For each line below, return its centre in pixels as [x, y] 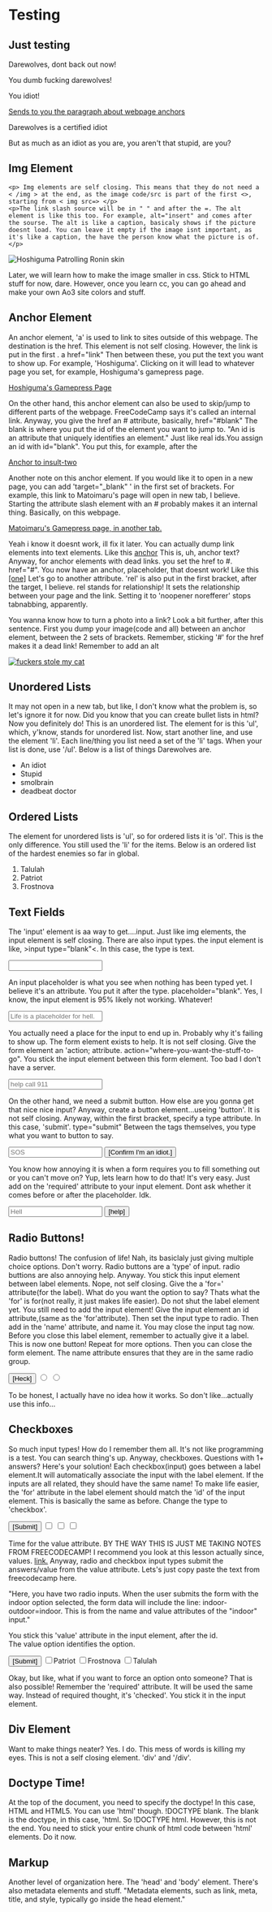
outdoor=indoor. [36, 1611]
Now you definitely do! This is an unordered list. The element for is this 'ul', [133, 723]
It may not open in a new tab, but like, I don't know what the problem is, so [133, 706]
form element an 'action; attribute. [66, 1051]
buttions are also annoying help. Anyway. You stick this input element [124, 1275]
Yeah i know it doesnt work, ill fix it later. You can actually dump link [121, 544]
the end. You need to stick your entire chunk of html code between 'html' [131, 1828]
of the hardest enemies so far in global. [74, 853]
